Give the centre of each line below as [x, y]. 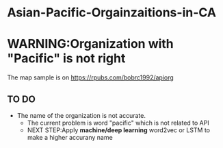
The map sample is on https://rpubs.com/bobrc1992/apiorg [91, 77]
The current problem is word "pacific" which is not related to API [118, 123]
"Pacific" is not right [66, 59]
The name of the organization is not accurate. [81, 115]
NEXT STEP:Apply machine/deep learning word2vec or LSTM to [119, 130]
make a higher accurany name [70, 137]
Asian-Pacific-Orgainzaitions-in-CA [112, 13]
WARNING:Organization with [91, 44]
